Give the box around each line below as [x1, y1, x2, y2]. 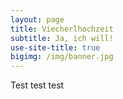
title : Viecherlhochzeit [10, 24, 114, 34]
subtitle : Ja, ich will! [10, 33, 114, 43]
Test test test [10, 79, 65, 91]
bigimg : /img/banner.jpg [10, 52, 114, 62]
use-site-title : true [10, 42, 101, 53]
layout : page [10, 14, 65, 25]
